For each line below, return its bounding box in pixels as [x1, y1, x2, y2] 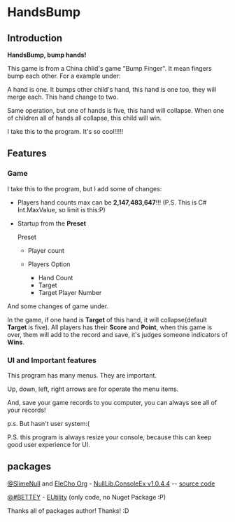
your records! [7, 406, 47, 414]
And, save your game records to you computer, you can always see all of [7, 398, 218, 406]
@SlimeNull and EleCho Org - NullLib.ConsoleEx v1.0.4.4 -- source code [7, 479, 215, 488]
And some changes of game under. [7, 302, 109, 310]
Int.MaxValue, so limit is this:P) [17, 205, 106, 214]
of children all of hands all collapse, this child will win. [7, 114, 162, 122]
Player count [27, 246, 65, 254]
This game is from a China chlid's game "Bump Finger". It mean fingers [7, 64, 212, 72]
